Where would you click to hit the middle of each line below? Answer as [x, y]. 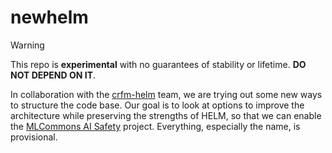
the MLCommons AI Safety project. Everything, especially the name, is [155, 126]
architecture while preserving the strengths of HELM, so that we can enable [166, 115]
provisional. [34, 137]
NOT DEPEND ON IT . [53, 75]
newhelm [49, 17]
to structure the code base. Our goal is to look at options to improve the [157, 105]
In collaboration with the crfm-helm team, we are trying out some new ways [166, 94]
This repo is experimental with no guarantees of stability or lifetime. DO [158, 64]
